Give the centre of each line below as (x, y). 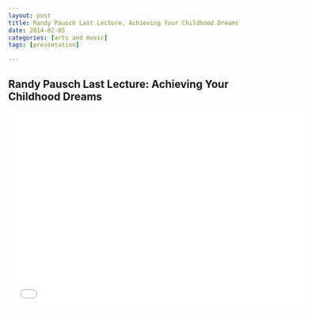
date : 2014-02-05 (37, 30)
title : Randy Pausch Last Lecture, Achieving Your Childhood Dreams (124, 23)
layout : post (30, 15)
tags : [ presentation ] (44, 45)
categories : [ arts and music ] (58, 38)
